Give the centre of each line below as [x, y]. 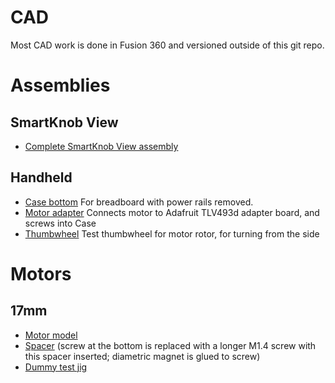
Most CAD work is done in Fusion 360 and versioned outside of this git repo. [167, 45]
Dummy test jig [56, 367]
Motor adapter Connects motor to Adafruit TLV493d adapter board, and [172, 212]
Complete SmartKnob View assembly [101, 146]
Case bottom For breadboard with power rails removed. [139, 202]
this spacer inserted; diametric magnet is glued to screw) [142, 356]
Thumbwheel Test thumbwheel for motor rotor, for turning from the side [172, 233]
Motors [41, 273]
